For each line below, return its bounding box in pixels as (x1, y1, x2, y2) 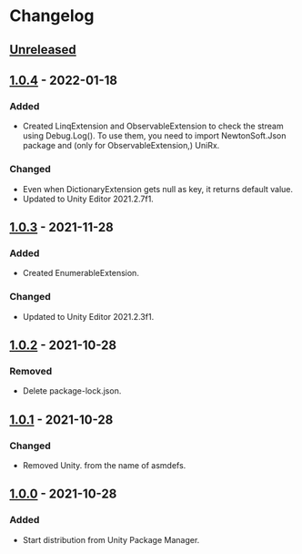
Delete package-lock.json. (22, 385, 122, 396)
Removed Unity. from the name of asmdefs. (22, 459, 186, 470)
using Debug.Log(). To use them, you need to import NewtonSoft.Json (22, 130, 287, 141)
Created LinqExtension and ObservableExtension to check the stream (22, 120, 284, 132)
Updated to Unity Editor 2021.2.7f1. (22, 193, 155, 204)
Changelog (9, 5, 95, 26)
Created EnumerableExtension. (22, 268, 139, 279)
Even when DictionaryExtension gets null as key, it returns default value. (22, 183, 294, 194)
